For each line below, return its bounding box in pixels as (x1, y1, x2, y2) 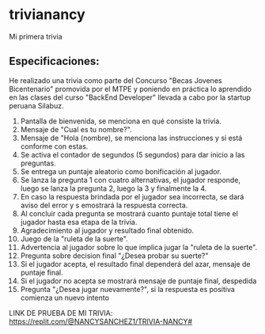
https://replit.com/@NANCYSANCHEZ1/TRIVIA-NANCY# (9, 317, 193, 326)
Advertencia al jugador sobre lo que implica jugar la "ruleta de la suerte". (20, 242, 258, 252)
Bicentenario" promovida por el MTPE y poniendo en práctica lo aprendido (9, 84, 252, 93)
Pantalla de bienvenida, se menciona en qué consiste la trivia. (20, 116, 222, 126)
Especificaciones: (9, 55, 100, 68)
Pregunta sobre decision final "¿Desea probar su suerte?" (20, 251, 209, 260)
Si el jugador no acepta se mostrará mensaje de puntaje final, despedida (20, 275, 257, 286)
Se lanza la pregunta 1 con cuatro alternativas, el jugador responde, (20, 175, 240, 184)
